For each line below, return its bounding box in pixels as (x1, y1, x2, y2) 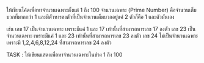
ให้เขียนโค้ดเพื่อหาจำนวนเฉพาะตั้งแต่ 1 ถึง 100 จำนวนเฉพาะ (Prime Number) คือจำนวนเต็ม (6, 7, 197, 13)
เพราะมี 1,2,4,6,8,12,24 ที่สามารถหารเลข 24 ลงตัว (6, 39, 112, 46)
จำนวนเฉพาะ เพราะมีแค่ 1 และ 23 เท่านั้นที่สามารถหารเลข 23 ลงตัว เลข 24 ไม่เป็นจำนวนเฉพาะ (6, 32, 199, 39)
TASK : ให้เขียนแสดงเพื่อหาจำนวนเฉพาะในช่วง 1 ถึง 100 (6, 51, 123, 58)
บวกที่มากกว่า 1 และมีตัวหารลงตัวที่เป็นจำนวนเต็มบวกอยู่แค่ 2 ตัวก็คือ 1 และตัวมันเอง (6, 13, 175, 20)
